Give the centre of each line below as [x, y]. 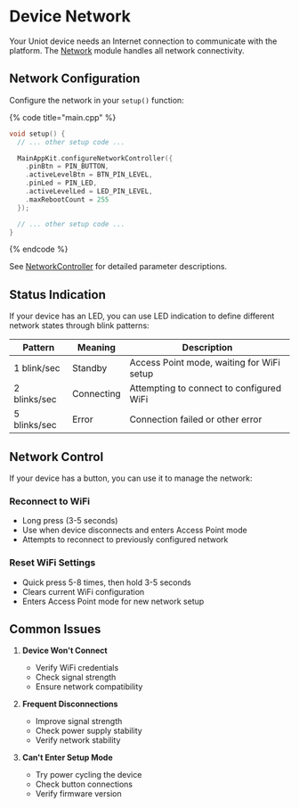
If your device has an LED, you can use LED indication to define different [142, 316]
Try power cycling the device [89, 775]
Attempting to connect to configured [206, 388]
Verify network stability [78, 740]
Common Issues [55, 629]
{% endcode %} [39, 249]
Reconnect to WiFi [50, 501]
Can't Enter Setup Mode [67, 758]
